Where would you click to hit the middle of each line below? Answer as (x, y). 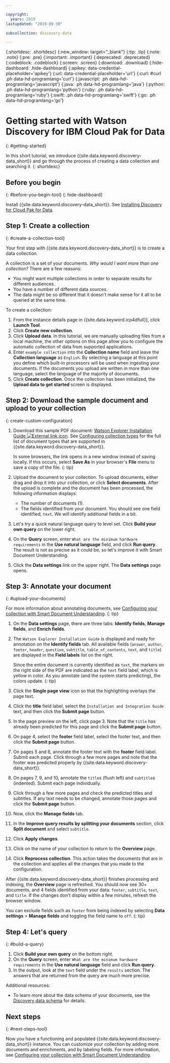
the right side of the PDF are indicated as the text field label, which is (86, 670)
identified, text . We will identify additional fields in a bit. (79, 514)
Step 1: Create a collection (48, 226)
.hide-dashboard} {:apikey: (59, 68)
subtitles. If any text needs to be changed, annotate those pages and (85, 798)
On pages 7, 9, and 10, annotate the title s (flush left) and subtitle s (84, 778)
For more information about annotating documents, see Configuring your (81, 608)
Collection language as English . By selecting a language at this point (85, 357)
